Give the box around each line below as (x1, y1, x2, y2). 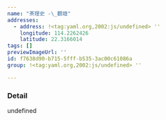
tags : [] (7, 42, 33, 49)
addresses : (7, 17, 39, 24)
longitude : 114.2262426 (20, 29, 89, 37)
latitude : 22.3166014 (20, 36, 82, 43)
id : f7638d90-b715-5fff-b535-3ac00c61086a (7, 55, 133, 62)
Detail (7, 91, 28, 101)
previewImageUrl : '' (7, 49, 68, 56)
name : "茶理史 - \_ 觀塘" (7, 10, 71, 17)
